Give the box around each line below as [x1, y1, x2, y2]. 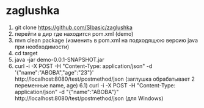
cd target [14, 49, 38, 56]
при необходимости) [14, 43, 70, 50]
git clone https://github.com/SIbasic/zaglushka [14, 24, 133, 31]
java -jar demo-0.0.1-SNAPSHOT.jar [14, 56, 104, 63]
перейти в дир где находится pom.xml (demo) [14, 30, 134, 37]
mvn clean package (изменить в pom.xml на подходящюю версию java [14, 36, 199, 44]
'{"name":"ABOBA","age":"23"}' [14, 69, 94, 76]
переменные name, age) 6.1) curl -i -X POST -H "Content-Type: [14, 81, 175, 89]
